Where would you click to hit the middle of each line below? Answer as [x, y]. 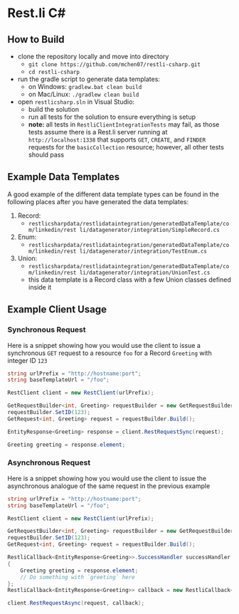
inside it [40, 287]
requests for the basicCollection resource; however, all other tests [126, 147]
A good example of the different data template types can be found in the [113, 194]
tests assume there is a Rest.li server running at [98, 132]
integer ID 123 [27, 360]
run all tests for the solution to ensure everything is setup [112, 117]
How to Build [36, 39]
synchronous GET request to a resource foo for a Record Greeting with [110, 353]
